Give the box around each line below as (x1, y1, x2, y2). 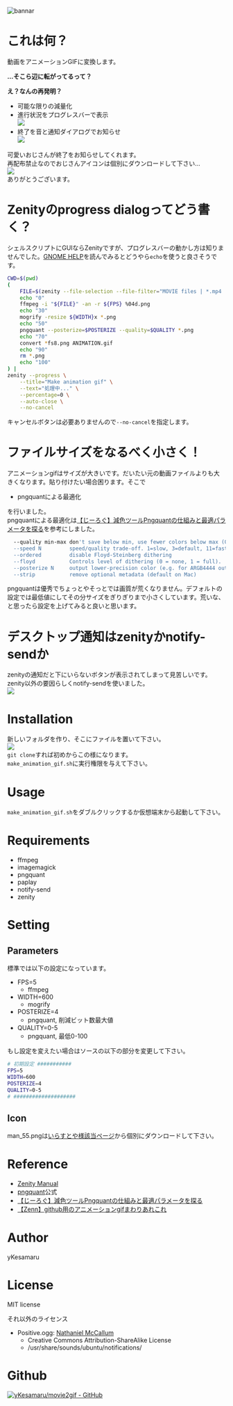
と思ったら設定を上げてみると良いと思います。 (7, 602, 141, 610)
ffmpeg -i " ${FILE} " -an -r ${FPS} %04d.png (19, 301, 150, 308)
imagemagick (17, 863, 56, 871)
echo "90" (19, 346, 49, 353)
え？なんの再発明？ (7, 87, 62, 95)
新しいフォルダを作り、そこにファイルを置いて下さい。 (7, 735, 165, 743)
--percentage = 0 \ (19, 391, 70, 398)
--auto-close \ (19, 397, 64, 405)
